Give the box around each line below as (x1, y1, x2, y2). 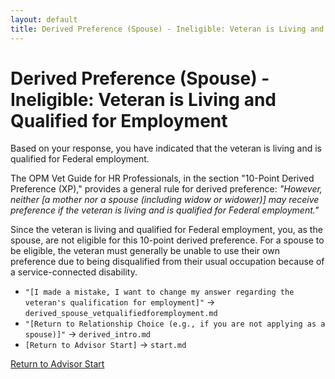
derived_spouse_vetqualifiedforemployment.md (24, 309, 218, 319)
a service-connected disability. (10, 266, 138, 278)
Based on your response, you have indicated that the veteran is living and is (10, 142, 322, 155)
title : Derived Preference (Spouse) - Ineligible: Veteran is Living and (10, 24, 325, 34)
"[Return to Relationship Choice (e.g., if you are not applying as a (24, 319, 326, 330)
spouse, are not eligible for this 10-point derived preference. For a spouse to (10, 234, 325, 246)
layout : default (10, 14, 78, 25)
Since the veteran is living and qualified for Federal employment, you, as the (10, 224, 323, 236)
